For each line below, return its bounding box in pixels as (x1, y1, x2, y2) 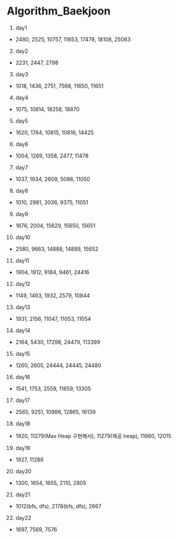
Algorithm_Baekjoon (7, 4, 111, 18)
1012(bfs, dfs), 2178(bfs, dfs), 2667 (15, 502, 102, 510)
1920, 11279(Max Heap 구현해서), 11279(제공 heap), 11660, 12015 (15, 432, 172, 439)
